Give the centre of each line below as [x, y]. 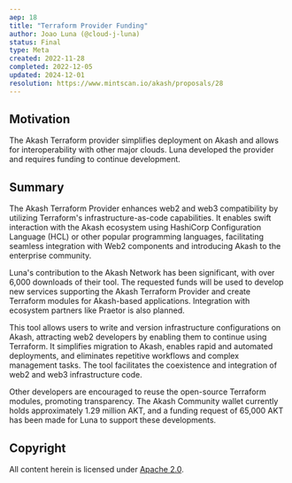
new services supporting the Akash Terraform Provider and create [130, 292]
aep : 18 [23, 17]
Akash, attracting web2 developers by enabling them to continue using [138, 337]
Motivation [40, 119]
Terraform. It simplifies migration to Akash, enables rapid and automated [141, 347]
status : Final [35, 42]
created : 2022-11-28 [47, 58]
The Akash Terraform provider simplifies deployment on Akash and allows [144, 140]
